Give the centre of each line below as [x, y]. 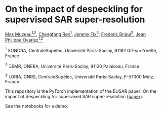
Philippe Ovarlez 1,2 [24, 39]
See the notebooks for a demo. [37, 106]
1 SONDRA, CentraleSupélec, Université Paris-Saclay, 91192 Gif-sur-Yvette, [81, 50]
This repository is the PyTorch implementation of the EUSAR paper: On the [81, 91]
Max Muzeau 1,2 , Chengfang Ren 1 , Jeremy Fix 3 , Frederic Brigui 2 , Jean [76, 34]
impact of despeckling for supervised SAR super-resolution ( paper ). [74, 97]
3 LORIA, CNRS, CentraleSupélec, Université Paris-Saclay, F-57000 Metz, [80, 76]
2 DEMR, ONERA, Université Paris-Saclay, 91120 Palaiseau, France [72, 66]
